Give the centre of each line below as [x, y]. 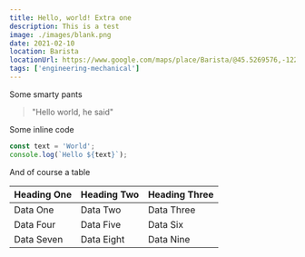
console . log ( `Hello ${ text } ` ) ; [69, 154]
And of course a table [50, 172]
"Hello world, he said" [73, 112]
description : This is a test [64, 26]
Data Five [100, 224]
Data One [34, 210]
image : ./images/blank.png [60, 35]
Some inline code [42, 129]
